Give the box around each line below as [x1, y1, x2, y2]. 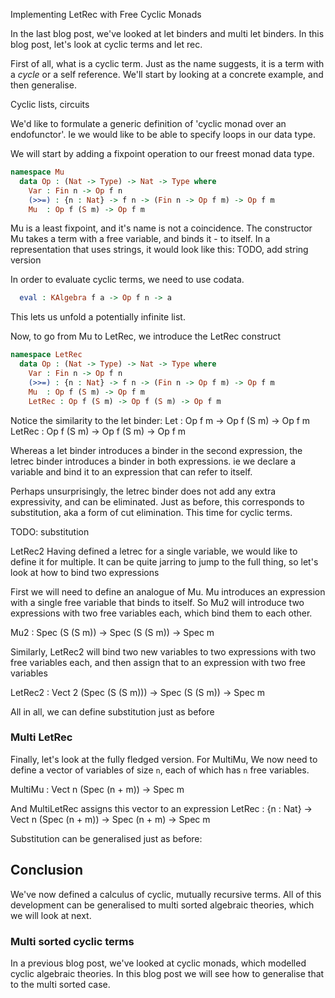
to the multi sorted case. [10, 978, 111, 990]
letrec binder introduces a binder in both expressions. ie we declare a [10, 455, 297, 467]
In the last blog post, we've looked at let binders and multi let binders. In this [10, 28, 325, 39]
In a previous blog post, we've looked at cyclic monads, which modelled [10, 957, 307, 969]
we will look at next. [10, 909, 92, 921]
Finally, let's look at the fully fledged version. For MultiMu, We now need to [10, 753, 318, 765]
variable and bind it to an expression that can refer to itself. [10, 465, 253, 478]
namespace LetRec [10, 350, 83, 360]
